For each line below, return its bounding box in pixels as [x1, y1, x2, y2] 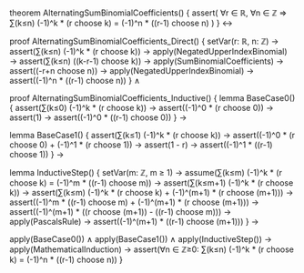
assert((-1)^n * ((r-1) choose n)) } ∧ [9, 76, 141, 86]
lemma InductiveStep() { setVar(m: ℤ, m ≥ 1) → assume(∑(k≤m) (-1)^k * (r [9, 167, 282, 177]
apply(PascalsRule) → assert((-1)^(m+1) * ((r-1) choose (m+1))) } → [9, 217, 259, 227]
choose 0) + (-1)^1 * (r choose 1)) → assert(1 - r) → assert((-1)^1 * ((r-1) [9, 139, 273, 150]
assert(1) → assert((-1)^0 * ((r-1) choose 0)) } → [9, 112, 187, 123]
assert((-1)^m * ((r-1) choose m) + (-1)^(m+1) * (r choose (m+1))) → [9, 197, 259, 207]
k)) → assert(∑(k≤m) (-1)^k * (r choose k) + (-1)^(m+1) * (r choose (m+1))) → [9, 187, 294, 197]
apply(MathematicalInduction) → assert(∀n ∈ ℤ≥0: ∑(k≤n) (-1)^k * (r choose [9, 244, 294, 255]
